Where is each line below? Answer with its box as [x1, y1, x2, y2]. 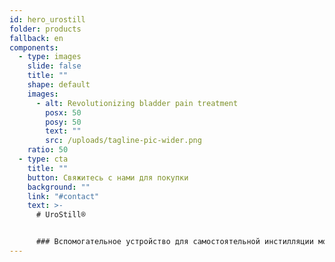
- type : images [18, 52, 82, 62]
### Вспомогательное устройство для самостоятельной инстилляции [35, 237, 314, 247]
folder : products [9, 24, 82, 34]
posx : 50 [45, 107, 82, 118]
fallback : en [9, 33, 64, 43]
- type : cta [18, 154, 69, 164]
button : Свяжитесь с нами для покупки [27, 172, 189, 183]
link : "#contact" [27, 191, 100, 201]
